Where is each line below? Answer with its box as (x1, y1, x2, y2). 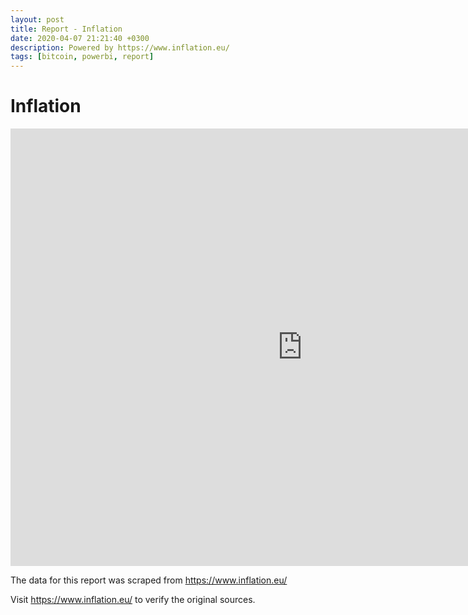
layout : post (10, 14, 65, 25)
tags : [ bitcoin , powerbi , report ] (10, 52, 155, 62)
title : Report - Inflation (10, 24, 123, 34)
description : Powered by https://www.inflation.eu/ (10, 42, 230, 53)
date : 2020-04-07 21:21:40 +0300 (10, 33, 150, 43)
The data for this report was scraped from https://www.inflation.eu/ (10, 574, 288, 586)
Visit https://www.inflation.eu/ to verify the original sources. (10, 594, 256, 606)
